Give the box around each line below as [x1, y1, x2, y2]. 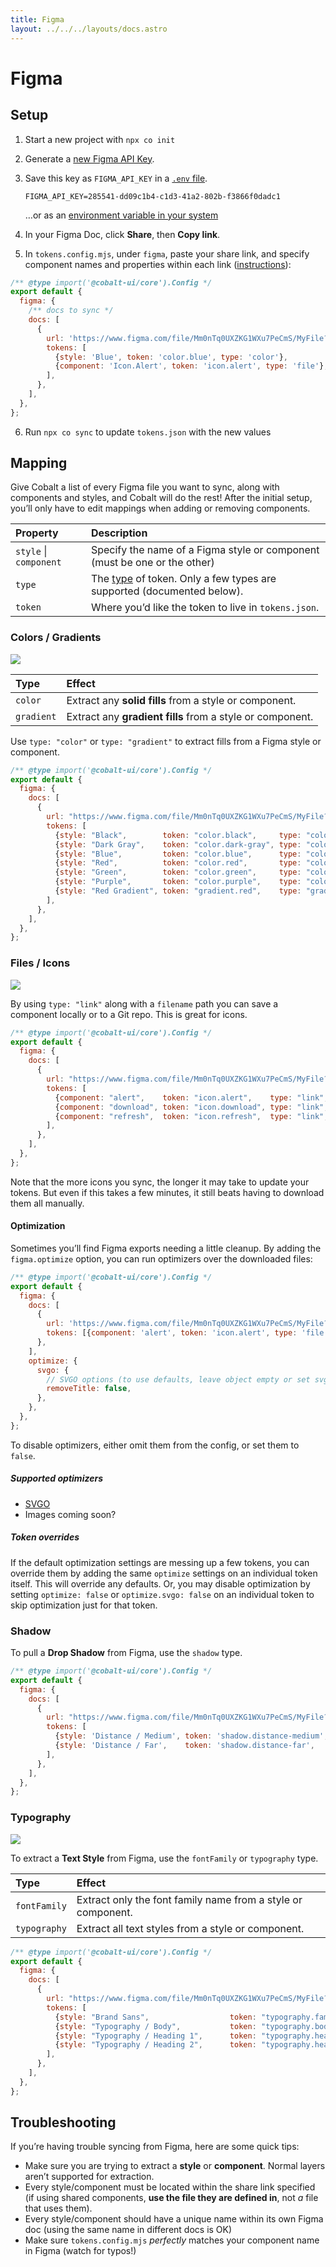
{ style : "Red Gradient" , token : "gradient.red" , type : [54, 886, 302, 896]
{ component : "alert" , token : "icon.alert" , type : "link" [54, 1092, 325, 1103]
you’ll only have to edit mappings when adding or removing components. [10, 502, 311, 515]
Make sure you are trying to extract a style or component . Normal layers [24, 2160, 326, 2172]
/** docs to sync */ [28, 306, 114, 316]
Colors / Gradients [10, 631, 102, 645]
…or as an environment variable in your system [24, 209, 219, 221]
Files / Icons [10, 956, 71, 970]
